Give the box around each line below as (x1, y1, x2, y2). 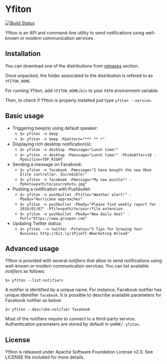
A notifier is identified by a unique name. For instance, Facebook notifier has (5, 286, 162, 293)
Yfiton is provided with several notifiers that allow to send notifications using (5, 257, 162, 263)
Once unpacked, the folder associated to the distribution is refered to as (5, 72, 153, 78)
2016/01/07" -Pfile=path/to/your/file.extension (19, 206, 123, 211)
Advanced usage (5, 244, 59, 253)
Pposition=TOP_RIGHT (19, 156, 63, 162)
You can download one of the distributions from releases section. (5, 62, 140, 68)
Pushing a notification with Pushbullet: (12, 186, 91, 192)
